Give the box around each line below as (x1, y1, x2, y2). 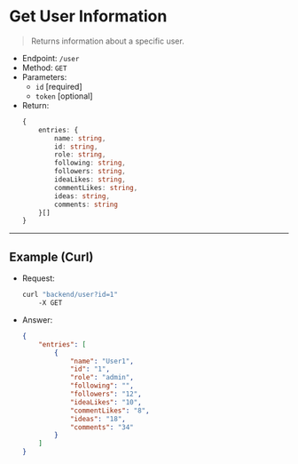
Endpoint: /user (21, 52, 80, 63)
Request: (21, 273, 55, 284)
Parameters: (21, 71, 67, 82)
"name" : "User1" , (69, 356, 135, 365)
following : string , (54, 158, 126, 168)
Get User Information (9, 6, 168, 27)
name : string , (54, 133, 106, 143)
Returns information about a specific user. (30, 36, 184, 46)
